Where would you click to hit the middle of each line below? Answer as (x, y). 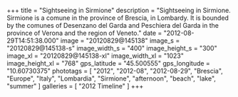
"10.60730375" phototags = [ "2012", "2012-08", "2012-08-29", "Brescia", (115, 71)
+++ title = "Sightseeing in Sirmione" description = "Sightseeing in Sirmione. (119, 10)
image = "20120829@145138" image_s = (120, 41)
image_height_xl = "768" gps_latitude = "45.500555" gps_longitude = (109, 63)
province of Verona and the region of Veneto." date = (84, 33)
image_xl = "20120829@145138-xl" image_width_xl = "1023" (95, 56)
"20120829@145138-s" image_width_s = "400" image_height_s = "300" (112, 48)
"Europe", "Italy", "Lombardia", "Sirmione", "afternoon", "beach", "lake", (112, 78)
